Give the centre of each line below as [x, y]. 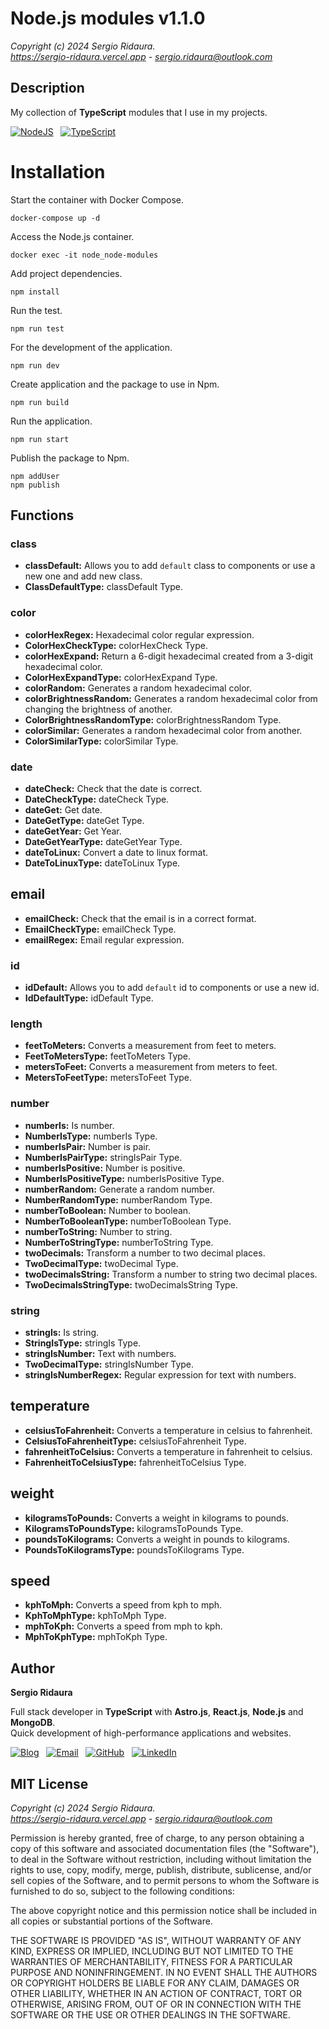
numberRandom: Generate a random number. [119, 1189]
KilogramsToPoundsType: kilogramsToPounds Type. [134, 1528]
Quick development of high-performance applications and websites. [151, 1733]
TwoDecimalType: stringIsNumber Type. [109, 1364]
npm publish [35, 485]
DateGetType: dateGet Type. [84, 820]
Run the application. [51, 421]
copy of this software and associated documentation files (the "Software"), [165, 1849]
